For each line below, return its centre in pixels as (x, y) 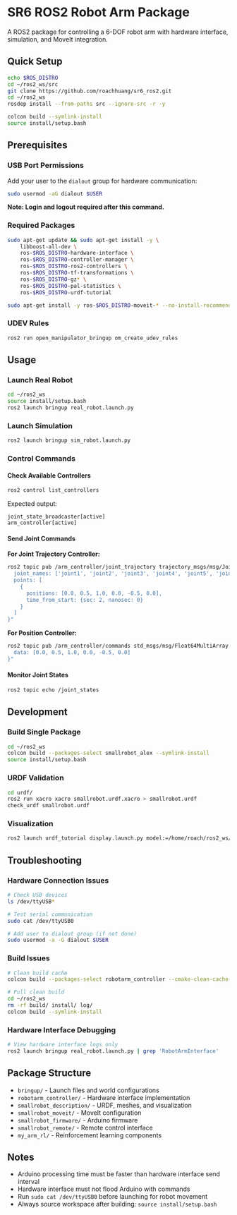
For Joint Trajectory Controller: (54, 554)
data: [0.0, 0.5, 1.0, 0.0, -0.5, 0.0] (72, 653)
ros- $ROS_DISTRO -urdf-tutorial (66, 292)
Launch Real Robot (40, 380)
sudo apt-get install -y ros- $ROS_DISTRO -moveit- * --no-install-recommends (121, 305)
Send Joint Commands (42, 538)
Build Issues (29, 958)
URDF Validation (36, 778)
